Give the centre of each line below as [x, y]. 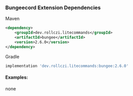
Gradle [12, 56]
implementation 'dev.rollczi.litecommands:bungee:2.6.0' [67, 66]
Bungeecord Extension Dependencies [53, 8]
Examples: [17, 77]
